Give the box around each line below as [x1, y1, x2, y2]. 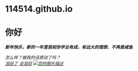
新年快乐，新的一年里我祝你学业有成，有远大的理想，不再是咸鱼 [5, 44, 133, 50]
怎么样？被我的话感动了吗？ [5, 54, 61, 60]
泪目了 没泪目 [5, 61, 32, 67]
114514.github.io [5, 3, 73, 15]
